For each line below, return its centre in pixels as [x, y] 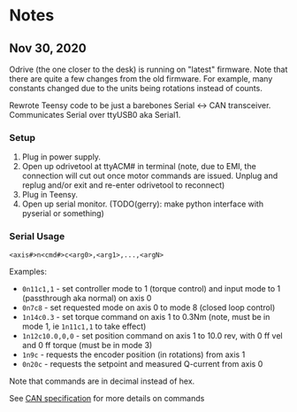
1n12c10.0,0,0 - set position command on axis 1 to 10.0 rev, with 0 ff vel [152, 335]
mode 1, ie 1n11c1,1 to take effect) [84, 326]
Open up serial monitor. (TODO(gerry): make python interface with [142, 204]
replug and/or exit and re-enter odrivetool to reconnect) [123, 185]
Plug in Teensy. [49, 195]
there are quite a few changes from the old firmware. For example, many [141, 79]
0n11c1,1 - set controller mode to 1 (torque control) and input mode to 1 [151, 288]
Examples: [28, 271]
